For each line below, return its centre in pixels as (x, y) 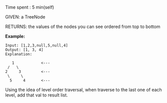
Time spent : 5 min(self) (30, 7)
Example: (15, 36)
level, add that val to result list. (37, 95)
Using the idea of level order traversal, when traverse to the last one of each (84, 90)
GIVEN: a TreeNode (25, 17)
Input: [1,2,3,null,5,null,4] (37, 45)
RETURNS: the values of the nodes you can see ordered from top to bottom (83, 26)
